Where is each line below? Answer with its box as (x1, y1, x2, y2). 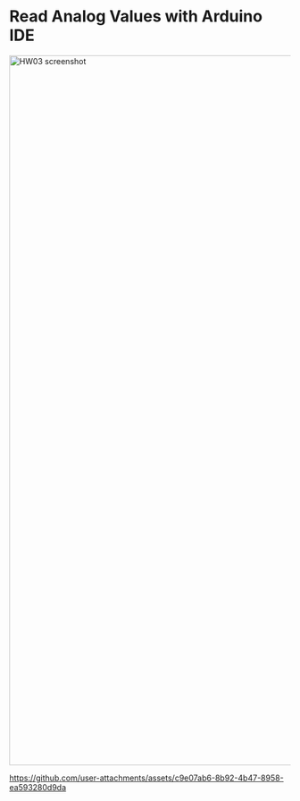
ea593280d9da (9, 781, 67, 792)
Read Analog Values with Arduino (9, 6, 263, 27)
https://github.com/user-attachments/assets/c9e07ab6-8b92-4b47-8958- (9, 772, 284, 783)
